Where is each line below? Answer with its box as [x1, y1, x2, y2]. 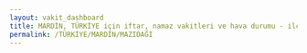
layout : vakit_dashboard [9, 13, 104, 22]
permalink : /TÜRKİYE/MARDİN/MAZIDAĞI [9, 30, 153, 39]
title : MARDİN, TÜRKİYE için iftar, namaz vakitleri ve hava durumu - [9, 22, 284, 31]
